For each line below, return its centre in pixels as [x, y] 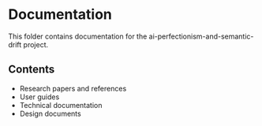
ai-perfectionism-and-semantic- [201, 36]
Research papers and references [73, 88]
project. [36, 44]
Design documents [50, 113]
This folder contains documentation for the [78, 36]
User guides [39, 97]
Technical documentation [61, 105]
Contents [32, 70]
